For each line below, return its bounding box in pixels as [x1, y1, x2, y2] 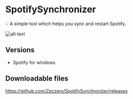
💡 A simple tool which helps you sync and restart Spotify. [5, 21, 126, 27]
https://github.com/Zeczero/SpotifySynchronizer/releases [5, 88, 128, 94]
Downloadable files [5, 74, 68, 83]
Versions [5, 46, 35, 54]
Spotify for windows [12, 59, 55, 65]
